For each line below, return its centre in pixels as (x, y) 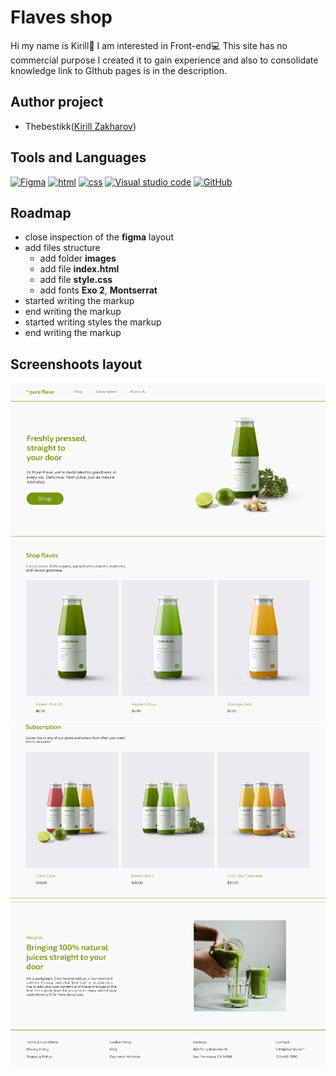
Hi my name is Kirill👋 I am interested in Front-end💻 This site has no (149, 45)
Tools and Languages (78, 157)
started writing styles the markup (93, 322)
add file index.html (79, 269)
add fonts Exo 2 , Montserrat (98, 290)
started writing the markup (79, 301)
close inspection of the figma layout (99, 237)
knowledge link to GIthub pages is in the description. (118, 70)
